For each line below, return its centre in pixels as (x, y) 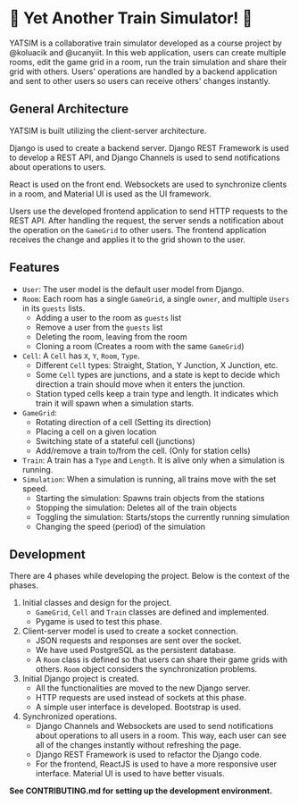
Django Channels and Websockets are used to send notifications (154, 726)
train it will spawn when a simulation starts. (115, 403)
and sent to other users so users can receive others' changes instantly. (140, 80)
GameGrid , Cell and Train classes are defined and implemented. (152, 612)
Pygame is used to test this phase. (99, 622)
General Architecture (69, 109)
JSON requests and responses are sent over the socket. (138, 641)
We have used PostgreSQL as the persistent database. (136, 650)
